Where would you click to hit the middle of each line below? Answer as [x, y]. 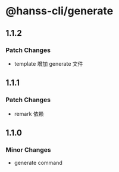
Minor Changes [28, 149]
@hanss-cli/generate [59, 11]
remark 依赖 [29, 113]
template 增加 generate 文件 [48, 63]
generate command [38, 163]
